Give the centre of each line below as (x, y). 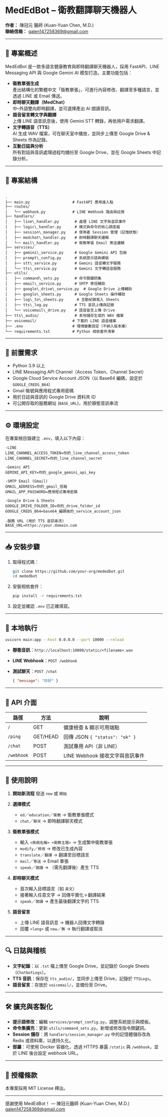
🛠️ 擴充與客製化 (29, 1007)
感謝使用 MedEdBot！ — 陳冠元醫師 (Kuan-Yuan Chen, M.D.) (67, 1103)
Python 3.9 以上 (29, 366)
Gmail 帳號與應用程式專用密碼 (43, 391)
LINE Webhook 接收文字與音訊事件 (104, 756)
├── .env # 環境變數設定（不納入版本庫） (67, 326)
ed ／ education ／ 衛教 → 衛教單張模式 (57, 814)
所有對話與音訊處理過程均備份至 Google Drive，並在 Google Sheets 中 (84, 152)
